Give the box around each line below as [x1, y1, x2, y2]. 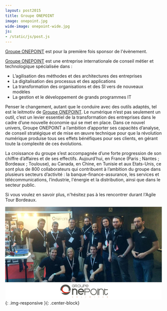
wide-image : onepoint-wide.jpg [5, 24, 70, 29]
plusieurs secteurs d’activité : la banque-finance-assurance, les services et [5, 171, 160, 177]
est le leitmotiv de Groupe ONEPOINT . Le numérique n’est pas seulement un [5, 109, 161, 115]
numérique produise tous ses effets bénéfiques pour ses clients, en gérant [5, 136, 158, 141]
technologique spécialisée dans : [5, 64, 73, 69]
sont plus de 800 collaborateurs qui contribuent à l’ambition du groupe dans [5, 166, 161, 172]
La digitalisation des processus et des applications [12, 78, 116, 84]
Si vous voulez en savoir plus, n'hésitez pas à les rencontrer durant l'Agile [5, 192, 156, 197]
